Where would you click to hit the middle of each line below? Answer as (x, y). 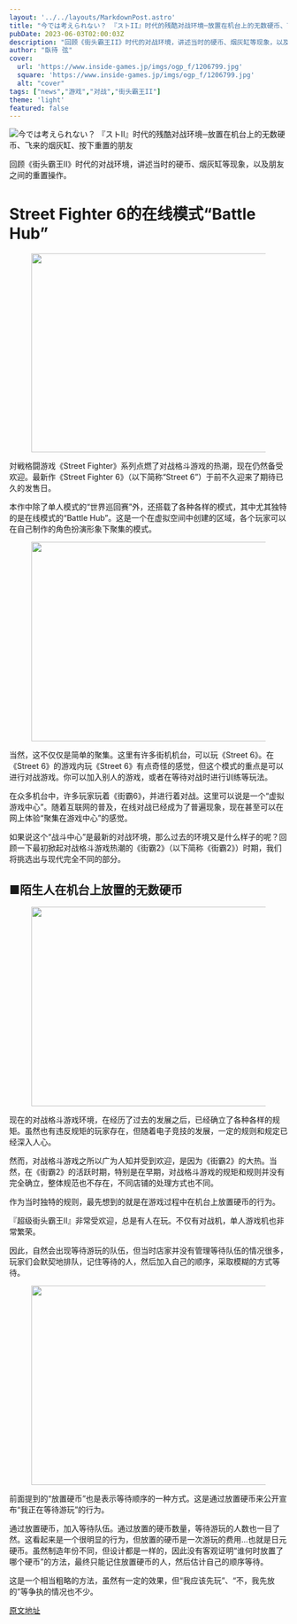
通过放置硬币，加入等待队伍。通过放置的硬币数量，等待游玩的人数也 (133, 1528)
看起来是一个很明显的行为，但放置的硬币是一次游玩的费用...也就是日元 (160, 1539)
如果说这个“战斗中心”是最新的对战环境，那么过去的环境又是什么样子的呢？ (145, 837)
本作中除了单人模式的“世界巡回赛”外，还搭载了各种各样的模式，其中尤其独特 (148, 507)
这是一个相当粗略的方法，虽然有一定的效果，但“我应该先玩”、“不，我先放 (142, 1581)
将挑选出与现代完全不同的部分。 (67, 859)
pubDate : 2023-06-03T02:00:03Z (67, 34)
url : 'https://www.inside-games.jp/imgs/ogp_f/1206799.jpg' (130, 67)
